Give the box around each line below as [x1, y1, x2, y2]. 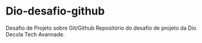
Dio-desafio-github [5, 4, 105, 18]
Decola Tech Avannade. [5, 30, 65, 38]
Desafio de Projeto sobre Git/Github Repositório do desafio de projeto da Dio [5, 24, 197, 31]
